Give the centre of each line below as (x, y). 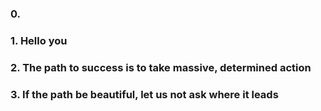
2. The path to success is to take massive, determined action (161, 67)
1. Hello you (39, 40)
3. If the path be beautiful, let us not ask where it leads (144, 94)
